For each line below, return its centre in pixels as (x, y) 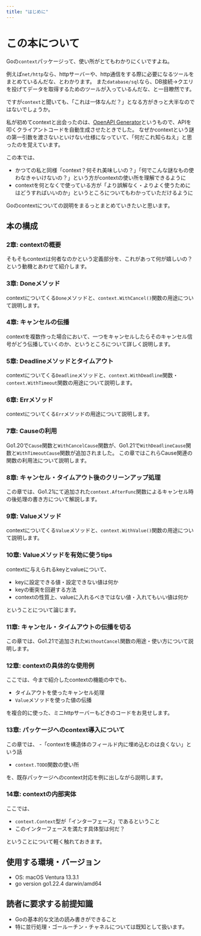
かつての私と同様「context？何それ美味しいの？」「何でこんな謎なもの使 (104, 170)
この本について (43, 43)
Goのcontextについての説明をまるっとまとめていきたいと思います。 (90, 205)
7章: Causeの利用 (31, 431)
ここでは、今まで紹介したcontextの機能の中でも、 (68, 680)
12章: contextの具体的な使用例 (50, 666)
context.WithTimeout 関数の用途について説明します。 (71, 383)
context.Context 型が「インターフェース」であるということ (87, 821)
